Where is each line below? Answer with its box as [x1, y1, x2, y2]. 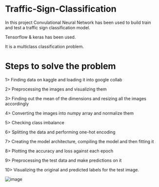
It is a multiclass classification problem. [5, 43, 84, 49]
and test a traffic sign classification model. [5, 24, 90, 30]
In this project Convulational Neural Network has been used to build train [5, 19, 151, 25]
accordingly [5, 101, 29, 107]
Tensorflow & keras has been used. [5, 34, 76, 40]
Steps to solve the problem [5, 61, 116, 72]
